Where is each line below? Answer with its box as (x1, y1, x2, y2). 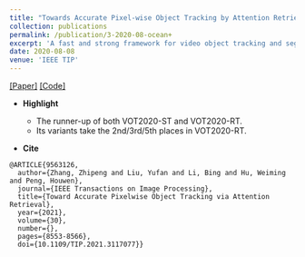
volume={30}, (17, 216, 67, 225)
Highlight (22, 98, 59, 109)
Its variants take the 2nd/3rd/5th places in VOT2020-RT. (35, 125, 247, 136)
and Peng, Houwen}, (9, 176, 84, 185)
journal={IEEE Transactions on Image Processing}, (17, 184, 213, 193)
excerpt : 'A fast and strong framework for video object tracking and (9, 38, 282, 48)
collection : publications (9, 22, 107, 31)
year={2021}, (17, 208, 67, 217)
